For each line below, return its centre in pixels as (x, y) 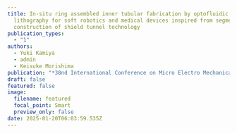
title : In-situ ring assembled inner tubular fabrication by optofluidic (118, 14)
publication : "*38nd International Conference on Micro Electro (104, 72)
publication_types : (36, 33)
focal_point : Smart (42, 106)
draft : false (26, 79)
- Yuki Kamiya (34, 53)
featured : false (31, 86)
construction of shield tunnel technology (77, 27)
